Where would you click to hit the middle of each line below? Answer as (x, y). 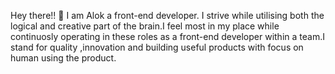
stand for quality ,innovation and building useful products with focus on (157, 47)
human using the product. (63, 58)
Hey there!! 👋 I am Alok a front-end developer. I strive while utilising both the (167, 15)
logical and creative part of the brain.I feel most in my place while (145, 26)
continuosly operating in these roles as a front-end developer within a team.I (167, 36)
